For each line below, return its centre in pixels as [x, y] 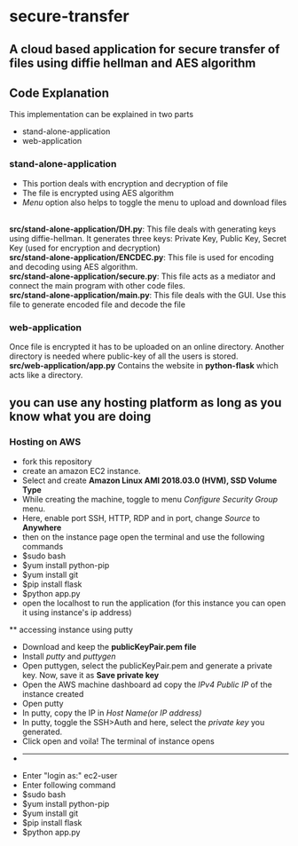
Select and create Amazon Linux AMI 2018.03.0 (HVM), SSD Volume [149, 480]
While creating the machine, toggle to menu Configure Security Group [150, 499]
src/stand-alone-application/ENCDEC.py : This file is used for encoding [142, 257]
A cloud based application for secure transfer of [145, 49]
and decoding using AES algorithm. [74, 266]
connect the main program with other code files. [98, 285]
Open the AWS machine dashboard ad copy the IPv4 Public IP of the [147, 684]
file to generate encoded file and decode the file [98, 304]
